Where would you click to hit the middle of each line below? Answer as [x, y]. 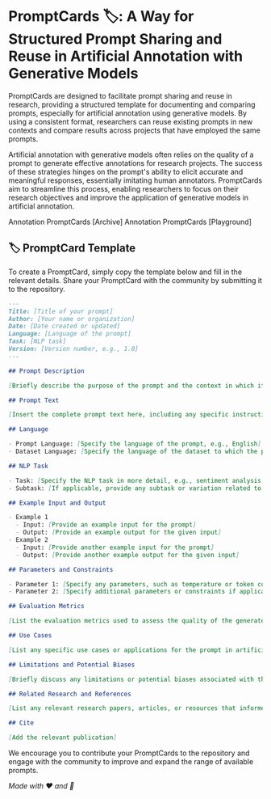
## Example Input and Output [57, 503]
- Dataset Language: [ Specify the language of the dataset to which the [133, 451]
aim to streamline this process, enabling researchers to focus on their [124, 188]
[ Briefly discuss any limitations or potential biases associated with [131, 679]
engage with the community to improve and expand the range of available [131, 761]
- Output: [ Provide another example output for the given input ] [128, 555]
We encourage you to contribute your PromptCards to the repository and [129, 753]
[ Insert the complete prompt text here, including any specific [119, 415]
